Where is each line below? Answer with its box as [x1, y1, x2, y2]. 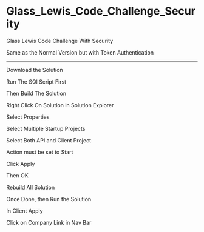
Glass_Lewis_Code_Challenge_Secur [6, 4, 196, 18]
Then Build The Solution [6, 90, 67, 97]
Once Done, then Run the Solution [6, 195, 92, 202]
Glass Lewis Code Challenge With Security [6, 37, 114, 44]
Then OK [6, 171, 29, 179]
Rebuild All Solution [6, 184, 55, 191]
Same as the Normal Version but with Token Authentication [6, 48, 154, 56]
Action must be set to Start [6, 148, 73, 156]
